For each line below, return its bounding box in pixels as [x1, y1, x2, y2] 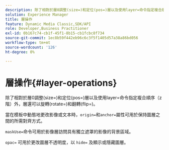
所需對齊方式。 [14, 118, 45, 124]
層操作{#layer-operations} [5, 77, 117, 89]
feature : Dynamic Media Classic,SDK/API [5, 21, 92, 27]
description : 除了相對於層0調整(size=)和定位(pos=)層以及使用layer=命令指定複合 [5, 7, 162, 13]
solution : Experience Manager [5, 12, 69, 17]
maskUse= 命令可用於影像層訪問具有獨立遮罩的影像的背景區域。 [5, 129, 134, 135]
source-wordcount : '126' [5, 45, 57, 50]
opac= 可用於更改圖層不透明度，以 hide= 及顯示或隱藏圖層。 [5, 139, 129, 145]
